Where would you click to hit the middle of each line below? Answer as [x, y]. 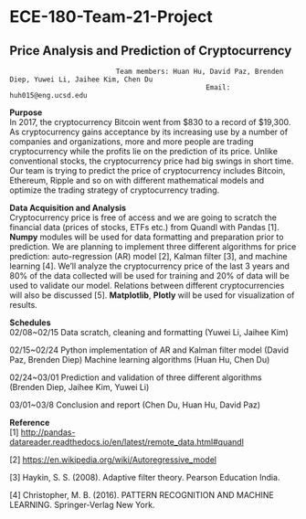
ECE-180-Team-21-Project [111, 17]
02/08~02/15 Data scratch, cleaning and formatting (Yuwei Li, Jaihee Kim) [149, 332]
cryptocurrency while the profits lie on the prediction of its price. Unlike [144, 151]
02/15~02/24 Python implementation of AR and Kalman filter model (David [149, 350]
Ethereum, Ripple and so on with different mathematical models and [137, 180]
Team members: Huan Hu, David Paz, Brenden [200, 71]
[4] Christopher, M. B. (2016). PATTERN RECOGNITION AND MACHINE [142, 495]
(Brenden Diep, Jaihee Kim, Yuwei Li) [79, 387]
